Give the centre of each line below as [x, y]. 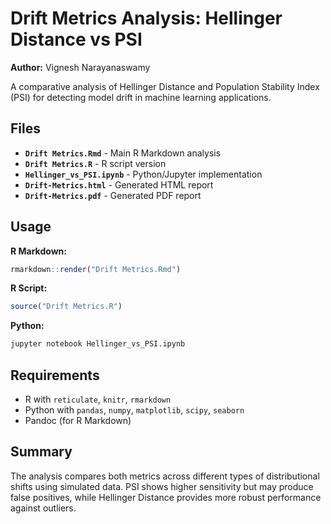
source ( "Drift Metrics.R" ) [66, 307]
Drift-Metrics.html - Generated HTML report [119, 184]
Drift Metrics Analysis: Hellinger [146, 18]
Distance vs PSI [76, 39]
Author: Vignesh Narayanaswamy [80, 67]
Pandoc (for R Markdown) [78, 420]
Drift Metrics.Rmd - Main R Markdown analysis [123, 153]
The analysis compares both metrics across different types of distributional [165, 476]
